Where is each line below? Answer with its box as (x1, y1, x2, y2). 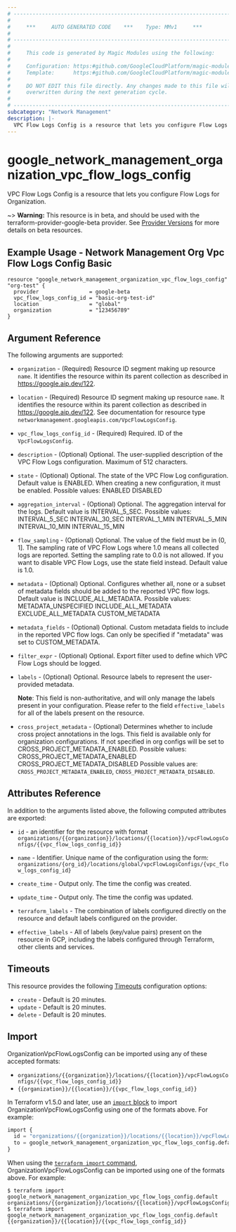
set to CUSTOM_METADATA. (17, 638, 100, 647)
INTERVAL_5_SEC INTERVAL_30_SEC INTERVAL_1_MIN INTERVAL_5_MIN (17, 515, 227, 523)
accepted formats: (7, 1057, 61, 1065)
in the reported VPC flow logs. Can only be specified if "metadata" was (17, 630, 223, 639)
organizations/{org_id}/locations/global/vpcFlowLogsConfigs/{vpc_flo (17, 861, 229, 868)
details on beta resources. (7, 226, 83, 234)
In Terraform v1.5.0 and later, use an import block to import (7, 1098, 178, 1106)
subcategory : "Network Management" (7, 108, 112, 115)
